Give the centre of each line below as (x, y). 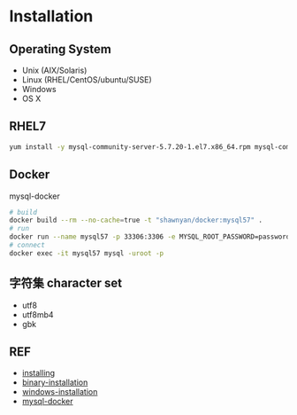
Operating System (61, 49)
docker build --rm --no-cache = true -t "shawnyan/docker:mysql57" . (136, 220)
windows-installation (60, 392)
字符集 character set (65, 283)
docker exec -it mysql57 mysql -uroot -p (87, 253)
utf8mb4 (38, 314)
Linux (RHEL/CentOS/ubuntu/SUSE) (87, 80)
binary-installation (55, 382)
